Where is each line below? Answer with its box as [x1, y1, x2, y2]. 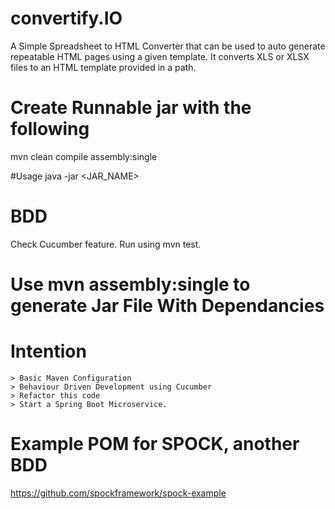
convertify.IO [10, 7, 123, 30]
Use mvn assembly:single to [10, 273, 251, 296]
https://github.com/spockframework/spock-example [10, 487, 227, 499]
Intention [10, 340, 87, 363]
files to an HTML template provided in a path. [10, 61, 197, 73]
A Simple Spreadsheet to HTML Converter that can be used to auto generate [10, 40, 326, 52]
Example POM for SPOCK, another [10, 433, 300, 456]
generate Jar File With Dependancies [10, 295, 325, 317]
